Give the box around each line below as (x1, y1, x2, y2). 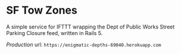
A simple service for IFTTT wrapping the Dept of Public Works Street (6, 23, 175, 30)
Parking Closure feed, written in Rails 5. (6, 29, 103, 36)
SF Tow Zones (6, 4, 77, 17)
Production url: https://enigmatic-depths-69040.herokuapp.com (6, 41, 162, 48)
